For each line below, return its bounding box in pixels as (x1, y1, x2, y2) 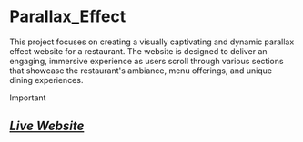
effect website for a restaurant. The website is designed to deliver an (9, 45, 268, 56)
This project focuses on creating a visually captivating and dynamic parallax (9, 36, 295, 47)
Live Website (9, 118, 85, 134)
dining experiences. (9, 74, 84, 85)
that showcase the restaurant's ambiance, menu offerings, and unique (9, 65, 273, 76)
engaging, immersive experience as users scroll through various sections (9, 55, 284, 66)
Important (9, 92, 46, 103)
